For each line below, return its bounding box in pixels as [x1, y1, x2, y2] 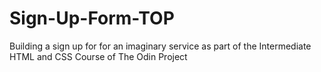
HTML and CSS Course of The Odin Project [9, 50, 188, 62]
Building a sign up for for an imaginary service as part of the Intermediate [9, 40, 312, 52]
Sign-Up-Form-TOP [9, 7, 175, 30]
